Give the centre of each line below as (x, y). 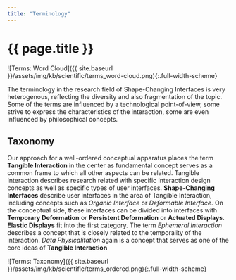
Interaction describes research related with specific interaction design (109, 181)
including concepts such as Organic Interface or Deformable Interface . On (116, 203)
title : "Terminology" (39, 14)
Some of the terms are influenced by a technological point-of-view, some (113, 104)
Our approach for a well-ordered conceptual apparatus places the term (110, 158)
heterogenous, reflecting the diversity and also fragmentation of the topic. (115, 96)
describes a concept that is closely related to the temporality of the (105, 233)
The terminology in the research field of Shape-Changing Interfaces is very (116, 89)
